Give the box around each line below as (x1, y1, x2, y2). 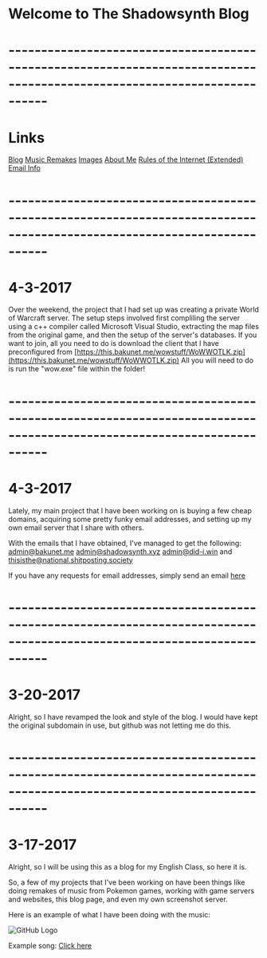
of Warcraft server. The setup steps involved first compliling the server (8, 313, 241, 323)
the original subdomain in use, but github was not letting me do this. (8, 720, 231, 730)
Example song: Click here (8, 940, 92, 950)
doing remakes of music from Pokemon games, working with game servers (8, 885, 255, 895)
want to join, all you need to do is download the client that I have (8, 339, 219, 348)
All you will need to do (180, 355, 253, 365)
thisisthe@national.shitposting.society (8, 555, 133, 564)
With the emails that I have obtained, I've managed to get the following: (8, 538, 241, 548)
